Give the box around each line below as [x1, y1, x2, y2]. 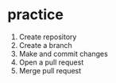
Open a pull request [18, 57, 84, 67]
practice [7, 6, 64, 24]
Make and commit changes [18, 49, 108, 58]
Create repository [18, 32, 77, 41]
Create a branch [18, 40, 72, 49]
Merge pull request [18, 65, 82, 75]
